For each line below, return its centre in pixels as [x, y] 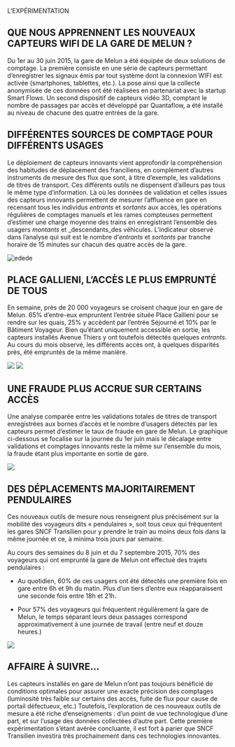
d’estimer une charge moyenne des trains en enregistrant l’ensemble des [112, 222]
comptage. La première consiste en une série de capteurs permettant [107, 68]
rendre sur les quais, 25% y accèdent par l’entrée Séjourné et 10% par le [112, 323]
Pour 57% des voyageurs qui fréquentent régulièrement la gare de [113, 610]
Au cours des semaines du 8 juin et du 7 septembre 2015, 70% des [104, 552]
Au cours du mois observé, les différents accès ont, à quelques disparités [113, 345]
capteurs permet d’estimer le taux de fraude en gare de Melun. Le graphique [117, 431]
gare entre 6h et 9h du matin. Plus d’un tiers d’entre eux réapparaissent [120, 589]
